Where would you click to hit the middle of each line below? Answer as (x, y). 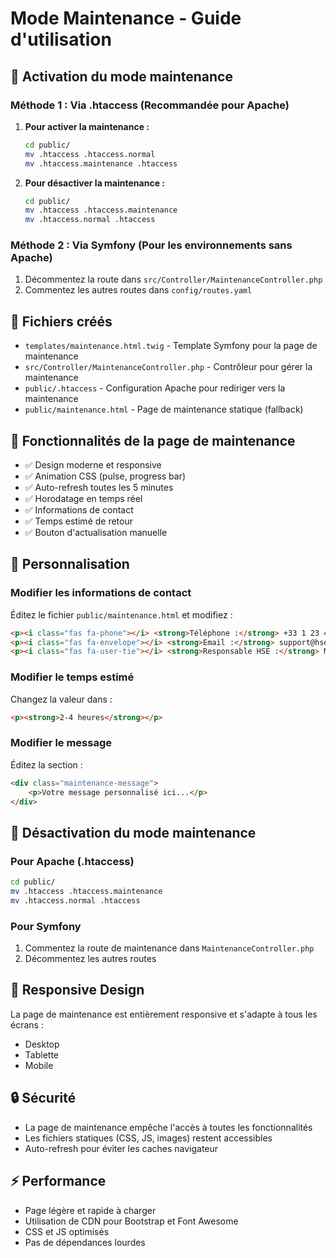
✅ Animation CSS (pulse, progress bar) (105, 476)
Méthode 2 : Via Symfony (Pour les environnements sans (151, 245)
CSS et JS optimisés (67, 1231)
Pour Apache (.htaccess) (72, 861)
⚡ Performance (58, 1181)
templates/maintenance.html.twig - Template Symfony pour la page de (171, 346)
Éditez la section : (46, 764)
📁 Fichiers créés (61, 321)
